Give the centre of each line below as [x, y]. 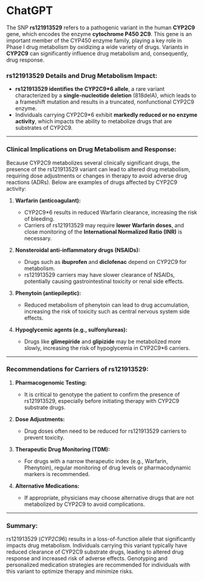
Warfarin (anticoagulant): [48, 200]
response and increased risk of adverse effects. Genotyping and [87, 558]
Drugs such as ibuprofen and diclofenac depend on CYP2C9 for [105, 262]
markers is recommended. [57, 474]
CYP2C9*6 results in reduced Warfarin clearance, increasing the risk [110, 212]
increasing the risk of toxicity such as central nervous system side [107, 311]
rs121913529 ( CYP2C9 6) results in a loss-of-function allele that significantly [101, 539]
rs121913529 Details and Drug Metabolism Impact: [82, 76]
